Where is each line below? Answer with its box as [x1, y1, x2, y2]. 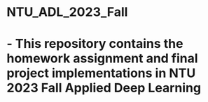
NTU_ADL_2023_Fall [6, 4, 128, 20]
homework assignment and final [6, 51, 198, 67]
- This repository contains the [6, 36, 183, 52]
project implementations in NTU [6, 65, 196, 81]
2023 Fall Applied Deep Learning [6, 80, 201, 96]
